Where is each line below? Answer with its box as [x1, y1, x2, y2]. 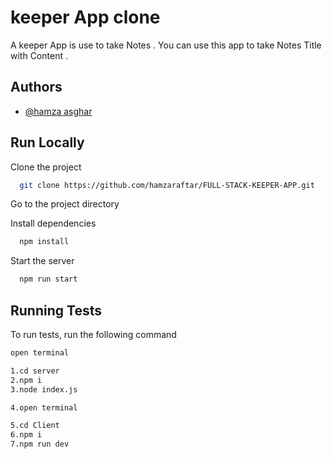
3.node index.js [10, 384, 78, 395]
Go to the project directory [10, 198, 120, 210]
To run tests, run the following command [10, 329, 177, 340]
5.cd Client [10, 421, 60, 431]
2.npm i [10, 375, 43, 385]
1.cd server [10, 366, 60, 376]
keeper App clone [10, 6, 161, 29]
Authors [10, 79, 63, 96]
